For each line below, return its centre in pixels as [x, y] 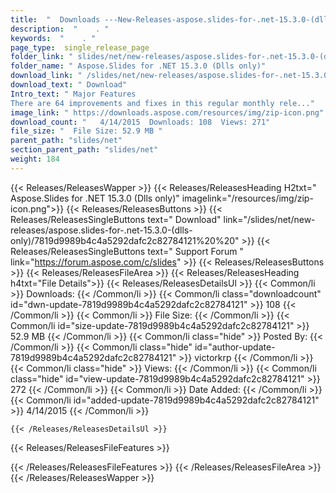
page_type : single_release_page [80, 47]
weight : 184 [35, 159]
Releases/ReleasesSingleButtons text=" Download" [116, 219]
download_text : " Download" [69, 85]
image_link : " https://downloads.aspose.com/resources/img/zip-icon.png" [167, 112]
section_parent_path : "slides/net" [84, 150]
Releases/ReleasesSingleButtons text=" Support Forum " [127, 251]
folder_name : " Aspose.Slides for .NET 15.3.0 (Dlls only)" [138, 66]
